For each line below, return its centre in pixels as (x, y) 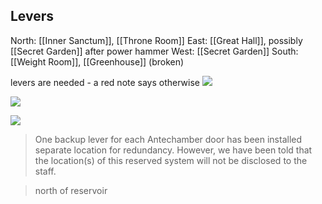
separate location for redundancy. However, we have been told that (173, 150)
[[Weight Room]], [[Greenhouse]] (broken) (97, 61)
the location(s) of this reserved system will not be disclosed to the (171, 160)
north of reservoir (71, 190)
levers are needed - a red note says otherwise (105, 82)
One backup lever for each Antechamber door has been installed (168, 139)
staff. (45, 171)
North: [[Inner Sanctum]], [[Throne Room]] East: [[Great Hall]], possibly (156, 40)
